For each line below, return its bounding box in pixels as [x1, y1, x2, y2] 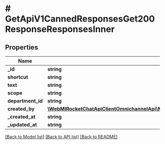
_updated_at [7, 122, 37, 128]
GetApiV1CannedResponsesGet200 [5, 13, 155, 24]
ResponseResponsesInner [5, 24, 115, 35]
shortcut [7, 74, 28, 81]
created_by [7, 105, 35, 112]
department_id [7, 98, 43, 104]
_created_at [7, 113, 36, 120]
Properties [5, 43, 38, 51]
